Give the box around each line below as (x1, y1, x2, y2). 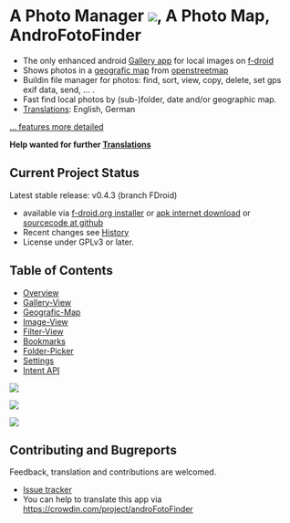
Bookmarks (22, 335, 67, 347)
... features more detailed (9, 120, 104, 132)
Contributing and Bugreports (9, 442, 178, 457)
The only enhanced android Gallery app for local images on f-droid (22, 55, 274, 66)
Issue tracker (22, 485, 73, 496)
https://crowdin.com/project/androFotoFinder (22, 504, 193, 515)
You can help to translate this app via (22, 494, 162, 505)
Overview (22, 287, 59, 298)
